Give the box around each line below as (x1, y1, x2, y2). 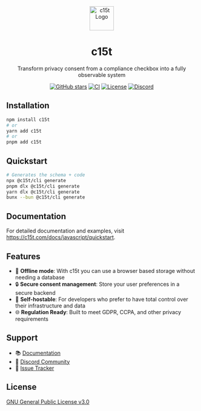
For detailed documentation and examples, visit (6, 227, 125, 235)
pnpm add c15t (6, 139, 42, 145)
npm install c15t (6, 116, 50, 123)
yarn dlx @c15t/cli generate (6, 189, 80, 195)
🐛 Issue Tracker (15, 364, 54, 372)
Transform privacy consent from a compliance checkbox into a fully (17, 65, 186, 72)
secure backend (15, 289, 56, 296)
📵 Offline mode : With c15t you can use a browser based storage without (15, 267, 196, 274)
